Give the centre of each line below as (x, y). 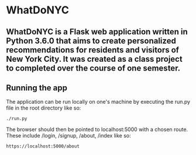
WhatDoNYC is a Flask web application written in (97, 32)
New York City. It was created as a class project (94, 59)
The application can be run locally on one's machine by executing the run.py (98, 102)
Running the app (37, 88)
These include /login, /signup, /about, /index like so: (68, 136)
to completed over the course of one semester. (93, 68)
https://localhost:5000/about (43, 146)
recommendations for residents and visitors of (93, 50)
